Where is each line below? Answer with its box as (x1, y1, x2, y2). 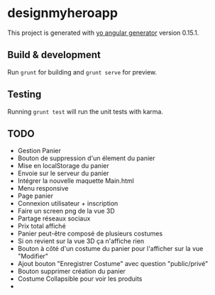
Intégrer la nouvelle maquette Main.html (17, 177, 135, 185)
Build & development (7, 49, 101, 61)
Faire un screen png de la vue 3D (17, 207, 115, 216)
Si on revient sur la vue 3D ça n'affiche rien (17, 237, 144, 245)
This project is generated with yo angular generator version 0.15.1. (7, 28, 199, 37)
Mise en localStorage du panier (17, 162, 109, 170)
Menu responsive (17, 184, 69, 193)
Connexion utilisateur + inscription (17, 199, 118, 208)
